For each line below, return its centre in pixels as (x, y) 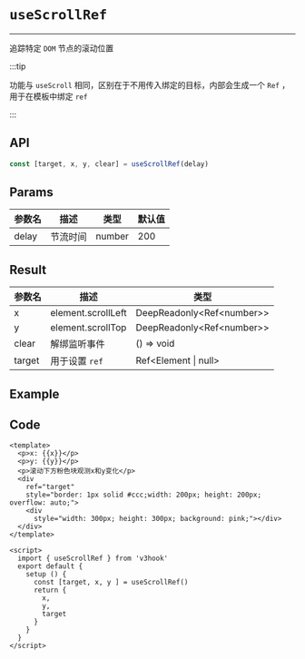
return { (50, 590)
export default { (50, 566)
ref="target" (50, 487)
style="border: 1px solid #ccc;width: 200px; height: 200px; (143, 495)
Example (34, 393)
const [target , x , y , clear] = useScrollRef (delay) (109, 164)
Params (31, 192)
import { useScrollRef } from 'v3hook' (93, 559)
